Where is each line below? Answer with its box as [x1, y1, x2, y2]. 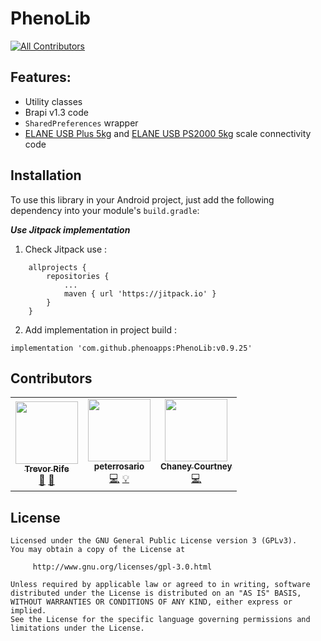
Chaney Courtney [160, 461, 233, 472]
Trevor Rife [24, 463, 70, 474]
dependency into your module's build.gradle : [10, 204, 200, 216]
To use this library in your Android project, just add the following [10, 193, 275, 206]
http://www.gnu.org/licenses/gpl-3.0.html [32, 562, 213, 572]
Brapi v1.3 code [24, 106, 89, 118]
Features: [10, 69, 72, 86]
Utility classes [24, 95, 83, 107]
